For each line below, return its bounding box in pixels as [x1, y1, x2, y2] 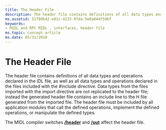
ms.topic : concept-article [5, 30, 61, 35]
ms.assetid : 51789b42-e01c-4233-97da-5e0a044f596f [5, 16, 112, 21]
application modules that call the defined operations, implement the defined [5, 104, 160, 110]
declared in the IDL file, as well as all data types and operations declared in [5, 78, 158, 84]
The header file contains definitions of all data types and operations [5, 72, 143, 78]
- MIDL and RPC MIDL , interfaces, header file [5, 26, 105, 31]
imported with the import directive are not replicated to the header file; [5, 88, 149, 94]
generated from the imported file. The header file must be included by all [5, 99, 153, 105]
